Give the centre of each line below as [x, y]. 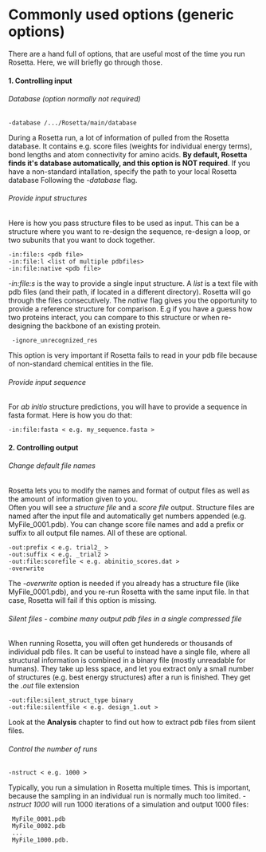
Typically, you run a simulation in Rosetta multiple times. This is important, [129, 787]
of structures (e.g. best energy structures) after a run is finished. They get [129, 677]
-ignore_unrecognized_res [55, 340]
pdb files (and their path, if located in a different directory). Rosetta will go [129, 291]
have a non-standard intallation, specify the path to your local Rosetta [123, 171]
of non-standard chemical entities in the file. [81, 363]
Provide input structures [48, 198]
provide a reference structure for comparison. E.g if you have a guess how [130, 308]
